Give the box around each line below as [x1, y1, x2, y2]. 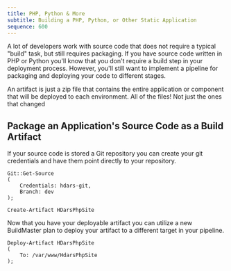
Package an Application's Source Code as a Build [7, 120, 224, 132]
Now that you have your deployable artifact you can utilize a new [7, 219, 193, 227]
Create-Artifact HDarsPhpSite [7, 206, 95, 214]
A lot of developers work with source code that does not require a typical [7, 42, 216, 51]
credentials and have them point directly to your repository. [7, 157, 177, 165]
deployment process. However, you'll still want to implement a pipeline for [7, 64, 219, 73]
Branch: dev [19, 188, 54, 195]
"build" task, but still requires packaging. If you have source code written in [7, 49, 223, 58]
